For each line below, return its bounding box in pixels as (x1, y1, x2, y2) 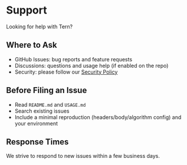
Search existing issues (14, 107, 70, 114)
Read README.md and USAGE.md (14, 101, 86, 108)
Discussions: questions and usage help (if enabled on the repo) (14, 62, 169, 69)
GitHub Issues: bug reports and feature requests (14, 55, 133, 62)
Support (6, 4, 47, 17)
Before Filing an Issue (6, 85, 87, 95)
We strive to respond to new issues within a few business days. (6, 153, 160, 160)
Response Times (6, 137, 69, 147)
